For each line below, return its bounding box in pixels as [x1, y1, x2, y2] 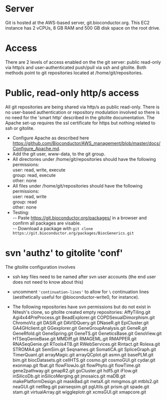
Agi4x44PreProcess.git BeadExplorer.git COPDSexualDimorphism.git [12, 314, 155, 320]
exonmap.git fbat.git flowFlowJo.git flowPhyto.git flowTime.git [12, 362, 140, 368]
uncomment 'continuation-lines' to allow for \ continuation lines [12, 289, 149, 295]
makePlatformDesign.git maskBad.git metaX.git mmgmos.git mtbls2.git [12, 378, 159, 384]
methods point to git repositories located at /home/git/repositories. [5, 70, 143, 76]
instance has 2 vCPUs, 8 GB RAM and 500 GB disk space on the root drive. [5, 25, 160, 31]
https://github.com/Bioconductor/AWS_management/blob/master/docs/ [12, 140, 160, 146]
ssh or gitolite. [5, 125, 35, 131]
